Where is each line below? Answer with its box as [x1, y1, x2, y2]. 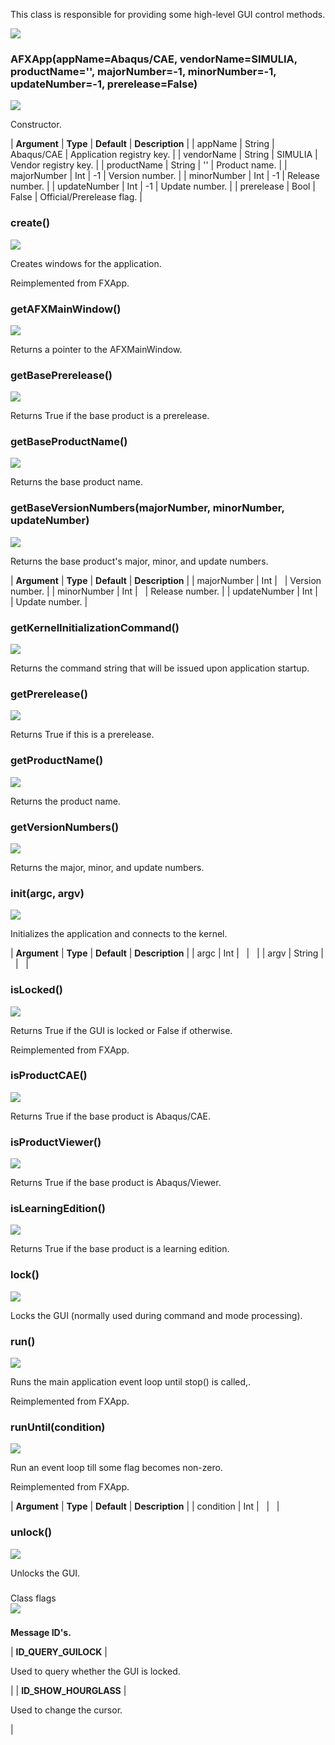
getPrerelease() [10, 687, 88, 701]
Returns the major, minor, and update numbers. [10, 861, 205, 873]
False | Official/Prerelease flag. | [10, 191, 143, 203]
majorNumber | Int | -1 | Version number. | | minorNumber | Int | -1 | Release [10, 170, 321, 182]
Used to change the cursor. [10, 1704, 123, 1716]
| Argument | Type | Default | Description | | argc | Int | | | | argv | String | [10, 947, 324, 959]
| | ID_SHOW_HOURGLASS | [10, 1685, 127, 1697]
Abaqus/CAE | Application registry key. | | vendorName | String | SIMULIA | [10, 149, 318, 161]
